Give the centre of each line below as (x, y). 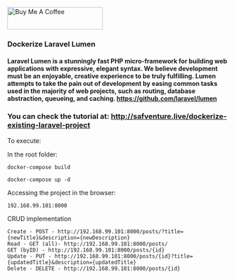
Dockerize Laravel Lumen (52, 44)
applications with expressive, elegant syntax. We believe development (112, 68)
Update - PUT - (30, 256)
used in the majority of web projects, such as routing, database (102, 91)
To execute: (24, 140)
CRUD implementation (39, 218)
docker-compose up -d (39, 180)
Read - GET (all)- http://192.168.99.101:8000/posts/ (88, 244)
